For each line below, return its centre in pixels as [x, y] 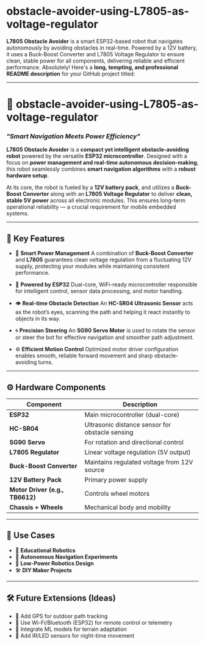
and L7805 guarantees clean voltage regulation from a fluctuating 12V [103, 260]
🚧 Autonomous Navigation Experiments [66, 557]
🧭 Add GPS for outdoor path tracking [61, 616]
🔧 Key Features [36, 238]
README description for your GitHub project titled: [71, 73]
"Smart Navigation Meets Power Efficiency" [73, 136]
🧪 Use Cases [31, 536]
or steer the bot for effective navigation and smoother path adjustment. [104, 337]
